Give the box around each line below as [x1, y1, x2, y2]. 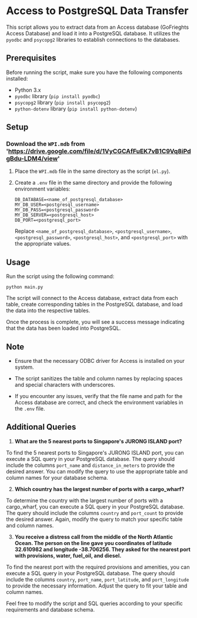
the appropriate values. [14, 240, 71, 248]
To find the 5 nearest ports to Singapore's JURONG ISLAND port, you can [6, 449, 184, 456]
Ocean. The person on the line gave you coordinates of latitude [14, 539, 172, 546]
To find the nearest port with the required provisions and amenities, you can [6, 563, 190, 570]
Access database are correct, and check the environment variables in [14, 399, 183, 406]
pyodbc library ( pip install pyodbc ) [14, 92, 101, 99]
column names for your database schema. [6, 474, 109, 481]
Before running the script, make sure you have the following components [6, 69, 183, 76]
